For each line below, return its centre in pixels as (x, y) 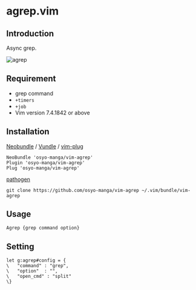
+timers (24, 100)
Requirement (31, 79)
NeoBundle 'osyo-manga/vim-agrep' (50, 157)
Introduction (30, 34)
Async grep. (21, 48)
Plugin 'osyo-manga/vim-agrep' (46, 163)
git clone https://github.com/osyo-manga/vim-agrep (73, 190)
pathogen (18, 179)
